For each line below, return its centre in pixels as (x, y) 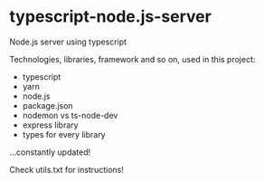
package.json (48, 105)
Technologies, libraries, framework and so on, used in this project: (132, 59)
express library (50, 125)
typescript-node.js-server (111, 17)
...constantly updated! (50, 152)
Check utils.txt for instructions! (66, 169)
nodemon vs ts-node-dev (70, 115)
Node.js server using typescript (68, 42)
